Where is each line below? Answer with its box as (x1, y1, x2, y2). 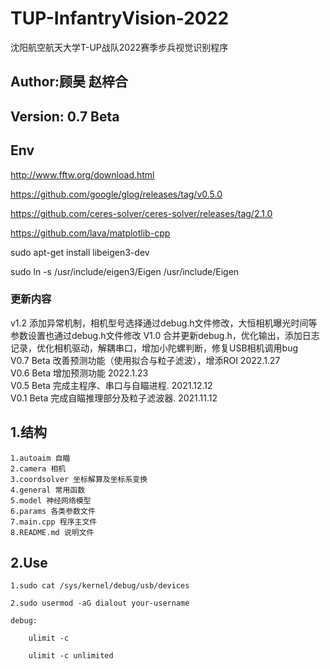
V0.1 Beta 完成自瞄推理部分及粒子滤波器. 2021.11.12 (10, 392, 218, 404)
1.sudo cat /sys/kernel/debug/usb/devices (10, 581, 190, 591)
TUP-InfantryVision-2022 (10, 7, 230, 30)
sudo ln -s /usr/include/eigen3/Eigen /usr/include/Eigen (10, 265, 240, 277)
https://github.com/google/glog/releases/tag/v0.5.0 (10, 188, 223, 200)
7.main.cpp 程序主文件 (10, 517, 98, 527)
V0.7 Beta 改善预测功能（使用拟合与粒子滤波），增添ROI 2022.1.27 (10, 354, 281, 366)
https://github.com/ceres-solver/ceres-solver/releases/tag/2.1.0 (10, 207, 273, 219)
